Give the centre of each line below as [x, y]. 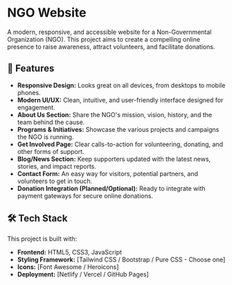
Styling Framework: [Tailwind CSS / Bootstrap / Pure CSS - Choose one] [121, 259]
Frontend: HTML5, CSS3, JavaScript [70, 252]
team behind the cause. [51, 122]
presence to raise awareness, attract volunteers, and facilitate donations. [111, 46]
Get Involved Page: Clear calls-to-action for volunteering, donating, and [120, 144]
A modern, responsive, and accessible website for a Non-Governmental [109, 32]
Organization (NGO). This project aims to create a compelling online [104, 39]
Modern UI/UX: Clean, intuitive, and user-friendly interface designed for [120, 100]
